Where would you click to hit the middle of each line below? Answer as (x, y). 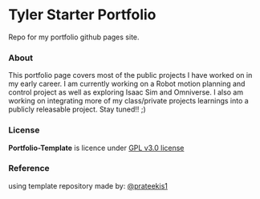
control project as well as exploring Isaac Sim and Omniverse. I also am (126, 92)
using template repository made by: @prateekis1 (88, 185)
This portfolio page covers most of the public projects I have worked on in (130, 75)
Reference (29, 169)
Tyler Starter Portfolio (82, 15)
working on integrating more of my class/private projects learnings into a (128, 101)
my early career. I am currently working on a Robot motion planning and (127, 84)
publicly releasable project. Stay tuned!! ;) (77, 109)
